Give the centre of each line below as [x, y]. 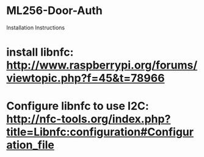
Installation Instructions [36, 27]
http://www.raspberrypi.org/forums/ [102, 65]
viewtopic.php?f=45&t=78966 [86, 78]
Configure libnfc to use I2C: [78, 106]
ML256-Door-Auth [54, 11]
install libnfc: [40, 52]
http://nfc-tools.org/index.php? [89, 119]
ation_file [31, 145]
